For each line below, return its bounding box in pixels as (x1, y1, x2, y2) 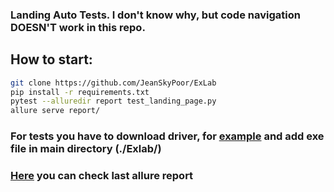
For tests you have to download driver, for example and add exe (10, 129, 325, 143)
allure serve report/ (10, 106, 101, 116)
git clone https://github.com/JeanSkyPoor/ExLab (10, 78, 217, 88)
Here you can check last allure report (10, 169, 194, 183)
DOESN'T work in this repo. (10, 20, 146, 34)
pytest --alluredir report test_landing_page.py (10, 96, 217, 107)
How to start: (10, 51, 93, 68)
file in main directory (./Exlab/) (10, 142, 162, 156)
